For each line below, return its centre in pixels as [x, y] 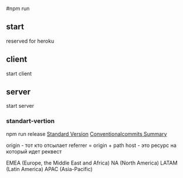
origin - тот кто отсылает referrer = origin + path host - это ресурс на [91, 145]
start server [20, 106]
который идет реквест [34, 151]
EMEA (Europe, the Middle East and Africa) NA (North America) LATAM [92, 163]
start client [19, 73]
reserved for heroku [30, 41]
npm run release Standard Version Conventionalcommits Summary [87, 133]
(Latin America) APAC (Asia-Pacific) [49, 169]
